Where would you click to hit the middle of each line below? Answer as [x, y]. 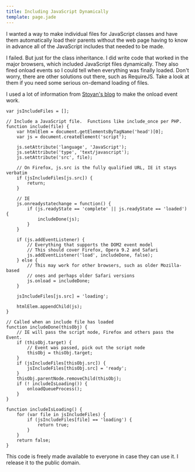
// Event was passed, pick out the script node [86, 347]
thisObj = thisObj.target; [60, 353]
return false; [34, 440]
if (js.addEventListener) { [51, 240]
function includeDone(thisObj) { [47, 327]
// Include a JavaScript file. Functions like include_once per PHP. [94, 121]
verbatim [17, 173]
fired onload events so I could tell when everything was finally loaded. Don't [97, 70]
